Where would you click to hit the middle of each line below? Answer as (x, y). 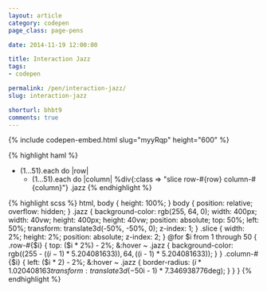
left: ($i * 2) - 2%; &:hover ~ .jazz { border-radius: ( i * (114, 263)
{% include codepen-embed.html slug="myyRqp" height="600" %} (119, 140)
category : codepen (39, 23)
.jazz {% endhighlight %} (112, 188)
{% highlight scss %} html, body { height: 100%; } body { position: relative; (131, 203)
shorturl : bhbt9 (35, 110)
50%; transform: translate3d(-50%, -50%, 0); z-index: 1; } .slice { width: (126, 228)
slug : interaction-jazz (48, 95)
